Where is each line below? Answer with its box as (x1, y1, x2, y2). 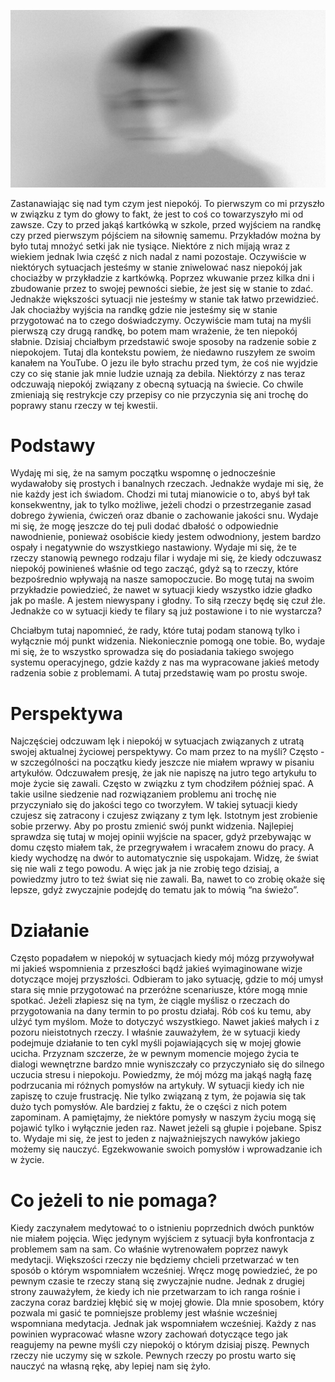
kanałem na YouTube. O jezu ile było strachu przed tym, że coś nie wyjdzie (10, 356, 318, 369)
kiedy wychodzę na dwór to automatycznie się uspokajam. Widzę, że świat (10, 852, 319, 864)
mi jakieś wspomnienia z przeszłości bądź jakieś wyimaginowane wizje (10, 963, 303, 975)
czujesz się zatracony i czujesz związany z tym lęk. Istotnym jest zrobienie (10, 810, 318, 822)
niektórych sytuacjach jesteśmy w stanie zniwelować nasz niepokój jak (10, 261, 303, 273)
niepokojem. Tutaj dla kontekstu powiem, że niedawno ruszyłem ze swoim (10, 346, 316, 358)
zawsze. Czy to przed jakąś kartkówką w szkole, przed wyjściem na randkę (10, 218, 322, 230)
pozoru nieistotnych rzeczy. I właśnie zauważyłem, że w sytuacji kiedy (10, 1026, 301, 1039)
